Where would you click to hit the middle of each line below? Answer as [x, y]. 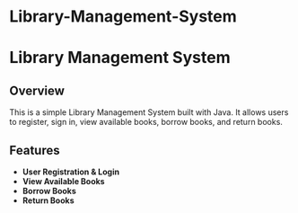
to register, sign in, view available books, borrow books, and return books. [146, 122]
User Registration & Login [70, 172]
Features [35, 150]
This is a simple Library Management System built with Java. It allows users [149, 112]
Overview [37, 90]
